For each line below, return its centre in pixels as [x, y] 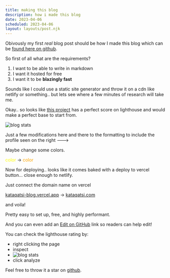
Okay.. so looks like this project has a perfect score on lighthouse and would [85, 110]
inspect [21, 250]
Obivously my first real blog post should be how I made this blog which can [84, 43]
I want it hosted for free [37, 74]
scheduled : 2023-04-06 [29, 24]
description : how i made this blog [43, 15]
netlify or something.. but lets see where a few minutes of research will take [85, 95]
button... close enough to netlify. [39, 175]
